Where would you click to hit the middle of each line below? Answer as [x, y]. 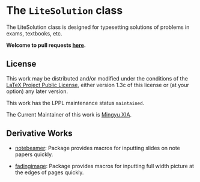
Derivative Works [40, 134]
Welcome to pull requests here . [46, 45]
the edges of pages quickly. [49, 172]
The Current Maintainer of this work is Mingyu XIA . [69, 114]
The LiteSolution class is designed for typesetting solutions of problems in [98, 27]
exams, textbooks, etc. [34, 33]
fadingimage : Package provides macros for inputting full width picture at [104, 166]
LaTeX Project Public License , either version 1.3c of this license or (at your [98, 85]
